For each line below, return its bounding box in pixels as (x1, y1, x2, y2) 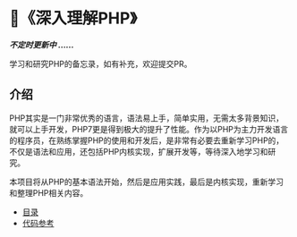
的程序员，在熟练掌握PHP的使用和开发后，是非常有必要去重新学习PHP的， (9, 135, 284, 146)
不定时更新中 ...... (9, 39, 74, 50)
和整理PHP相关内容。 (9, 187, 89, 198)
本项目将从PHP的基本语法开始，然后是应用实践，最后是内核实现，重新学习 (9, 176, 284, 187)
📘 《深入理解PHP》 (9, 8, 138, 29)
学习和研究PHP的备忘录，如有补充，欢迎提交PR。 (9, 58, 192, 69)
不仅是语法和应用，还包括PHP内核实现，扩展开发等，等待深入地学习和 (9, 146, 268, 157)
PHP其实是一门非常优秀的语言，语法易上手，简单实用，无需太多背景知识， (9, 113, 284, 123)
